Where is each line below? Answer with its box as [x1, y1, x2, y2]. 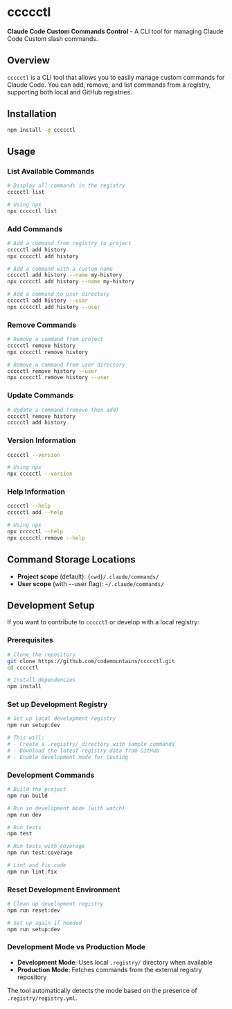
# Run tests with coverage [7, 843, 85, 850]
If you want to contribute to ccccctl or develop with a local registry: [7, 618, 199, 626]
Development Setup [7, 600, 95, 612]
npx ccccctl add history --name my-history [7, 278, 135, 285]
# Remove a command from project [7, 336, 104, 343]
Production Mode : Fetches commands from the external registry [17, 965, 202, 974]
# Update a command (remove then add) [7, 406, 119, 413]
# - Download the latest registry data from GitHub [7, 747, 159, 754]
